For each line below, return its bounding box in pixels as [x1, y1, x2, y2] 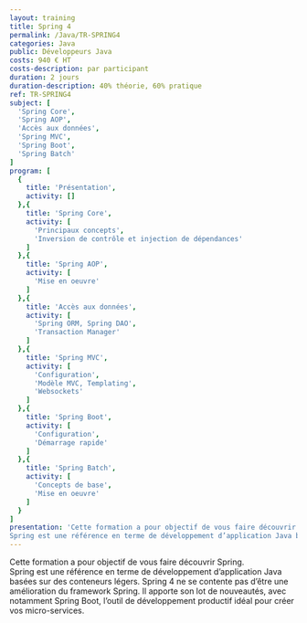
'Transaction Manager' [33, 328, 121, 337]
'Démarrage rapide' [33, 438, 108, 448]
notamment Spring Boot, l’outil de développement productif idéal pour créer [9, 596, 295, 606]
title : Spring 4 [9, 22, 71, 31]
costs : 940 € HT [9, 56, 71, 65]
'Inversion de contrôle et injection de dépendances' [33, 234, 244, 243]
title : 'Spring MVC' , [26, 353, 108, 362]
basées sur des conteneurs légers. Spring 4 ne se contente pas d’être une [9, 576, 289, 586]
